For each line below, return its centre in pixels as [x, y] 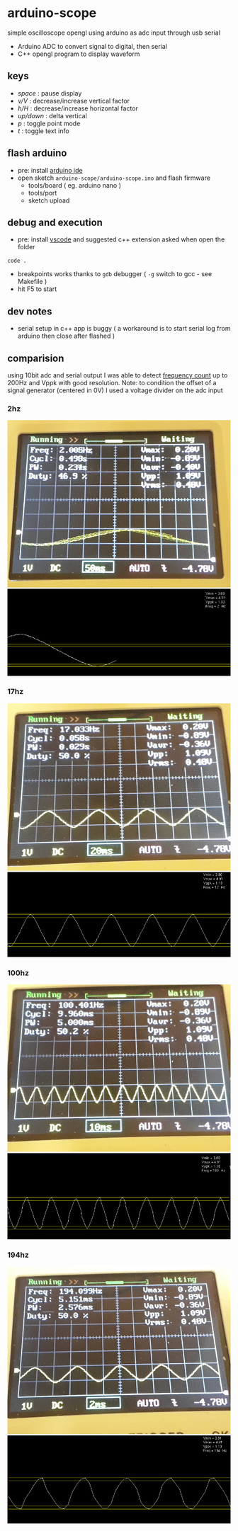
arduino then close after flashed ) [66, 336]
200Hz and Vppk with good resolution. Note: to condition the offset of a [112, 383]
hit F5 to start [37, 289]
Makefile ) [32, 282]
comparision [36, 358]
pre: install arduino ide [50, 170]
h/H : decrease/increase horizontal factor [78, 108]
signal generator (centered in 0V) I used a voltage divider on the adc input [115, 390]
